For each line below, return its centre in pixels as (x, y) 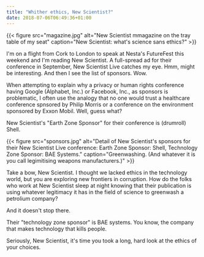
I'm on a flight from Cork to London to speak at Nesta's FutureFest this (95, 53)
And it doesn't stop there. (38, 210)
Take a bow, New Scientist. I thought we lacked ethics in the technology (97, 173)
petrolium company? (32, 198)
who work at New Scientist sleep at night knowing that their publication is (99, 185)
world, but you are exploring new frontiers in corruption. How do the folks (99, 179)
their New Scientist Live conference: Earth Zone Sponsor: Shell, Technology (102, 147)
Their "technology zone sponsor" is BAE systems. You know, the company (100, 222)
